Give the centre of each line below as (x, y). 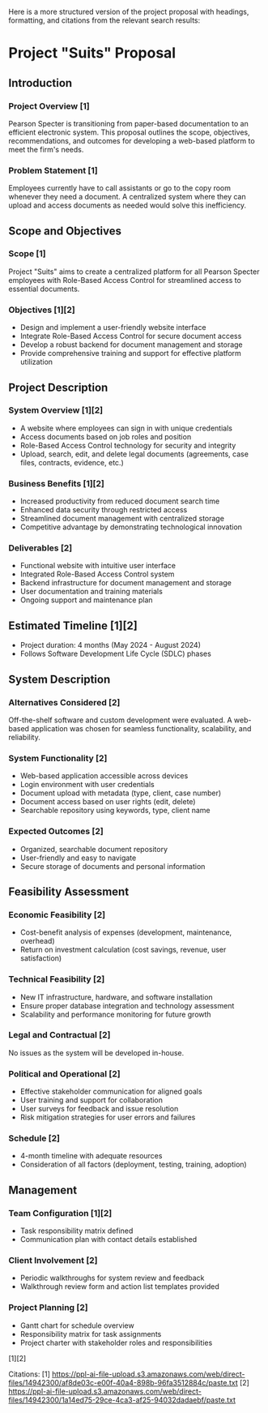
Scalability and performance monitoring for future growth (116, 1014)
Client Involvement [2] (53, 1261)
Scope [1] (27, 254)
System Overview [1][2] (56, 410)
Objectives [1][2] (42, 310)
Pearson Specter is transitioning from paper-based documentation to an (128, 123)
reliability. (24, 737)
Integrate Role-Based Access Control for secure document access (131, 336)
